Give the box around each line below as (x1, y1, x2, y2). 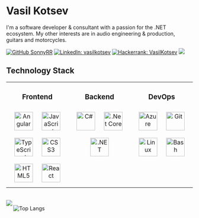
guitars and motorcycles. (6, 36, 67, 43)
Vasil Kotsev (6, 4, 69, 18)
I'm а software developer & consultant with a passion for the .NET (6, 24, 166, 31)
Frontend (21, 92, 53, 101)
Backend (85, 92, 114, 101)
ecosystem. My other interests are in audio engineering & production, (6, 30, 175, 37)
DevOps (147, 92, 176, 101)
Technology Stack (6, 66, 75, 76)
